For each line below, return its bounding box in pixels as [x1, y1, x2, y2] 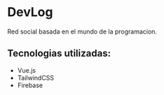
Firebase [17, 81, 43, 89]
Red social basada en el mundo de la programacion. [7, 27, 158, 36]
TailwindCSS [17, 73, 55, 82]
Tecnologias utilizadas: [7, 47, 111, 59]
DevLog [7, 4, 53, 20]
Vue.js [17, 66, 36, 74]
